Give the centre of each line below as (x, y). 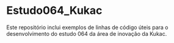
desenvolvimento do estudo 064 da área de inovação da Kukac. (87, 33)
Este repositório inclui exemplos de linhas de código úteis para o (87, 27)
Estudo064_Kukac (54, 11)
